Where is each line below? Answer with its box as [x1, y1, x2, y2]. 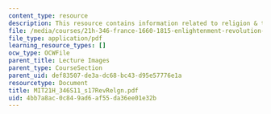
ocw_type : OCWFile [8, 49, 70, 57]
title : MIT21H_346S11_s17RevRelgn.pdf [8, 86, 139, 95]
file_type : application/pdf [8, 34, 103, 43]
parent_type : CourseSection [8, 64, 103, 72]
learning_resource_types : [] [8, 42, 106, 50]
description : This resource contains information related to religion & [8, 19, 258, 27]
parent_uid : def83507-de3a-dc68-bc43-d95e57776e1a [8, 71, 182, 79]
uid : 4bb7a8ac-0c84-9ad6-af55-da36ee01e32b [8, 94, 157, 102]
